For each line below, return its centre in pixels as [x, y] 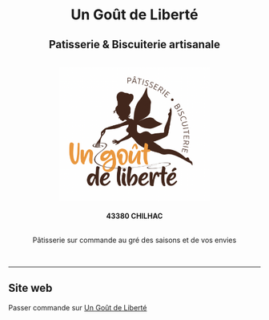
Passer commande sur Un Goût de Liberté [78, 307]
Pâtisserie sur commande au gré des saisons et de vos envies [134, 240]
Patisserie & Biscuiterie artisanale [134, 45]
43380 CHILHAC [134, 216]
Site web [30, 288]
